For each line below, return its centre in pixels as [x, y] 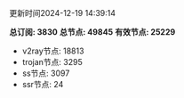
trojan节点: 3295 [52, 62]
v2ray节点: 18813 [53, 51]
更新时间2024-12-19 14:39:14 [63, 13]
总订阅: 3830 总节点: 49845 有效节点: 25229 [92, 32]
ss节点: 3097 [46, 73]
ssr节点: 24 [43, 84]
